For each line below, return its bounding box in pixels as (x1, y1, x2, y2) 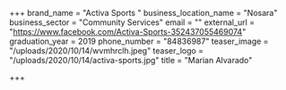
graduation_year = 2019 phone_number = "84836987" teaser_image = (9, 36, 269, 46)
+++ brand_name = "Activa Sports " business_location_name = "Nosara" (9, 8, 278, 18)
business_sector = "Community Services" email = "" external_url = (9, 17, 256, 28)
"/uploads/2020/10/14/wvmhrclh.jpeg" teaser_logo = (9, 45, 204, 56)
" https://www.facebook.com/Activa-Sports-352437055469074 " (9, 27, 247, 37)
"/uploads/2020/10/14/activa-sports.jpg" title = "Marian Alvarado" (9, 55, 253, 65)
